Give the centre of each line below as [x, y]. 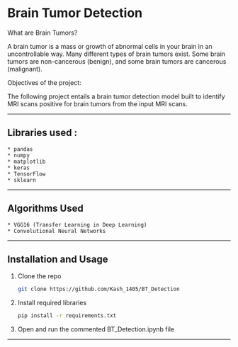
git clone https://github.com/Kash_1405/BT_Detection [98, 289]
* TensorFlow [27, 174]
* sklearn [22, 180]
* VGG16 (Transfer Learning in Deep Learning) [77, 224]
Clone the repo [39, 276]
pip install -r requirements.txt [67, 316]
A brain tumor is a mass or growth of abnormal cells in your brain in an [110, 46]
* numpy [19, 155]
